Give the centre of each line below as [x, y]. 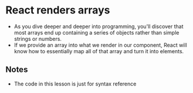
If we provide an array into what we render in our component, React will [100, 45]
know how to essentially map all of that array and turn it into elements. [99, 51]
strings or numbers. [38, 39]
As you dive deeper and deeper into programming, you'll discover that [99, 26]
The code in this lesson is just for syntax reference [75, 84]
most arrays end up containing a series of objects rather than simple [97, 32]
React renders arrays [58, 10]
